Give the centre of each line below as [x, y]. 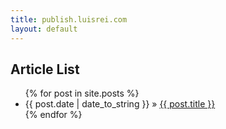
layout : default [44, 29]
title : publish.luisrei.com [69, 19]
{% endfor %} [53, 115]
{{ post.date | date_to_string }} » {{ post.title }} [120, 104]
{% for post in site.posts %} [82, 93]
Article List [45, 69]
